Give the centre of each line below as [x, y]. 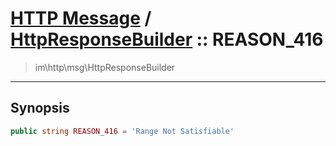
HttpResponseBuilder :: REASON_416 [167, 39]
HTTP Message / [81, 18]
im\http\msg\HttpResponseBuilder [105, 67]
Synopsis [40, 108]
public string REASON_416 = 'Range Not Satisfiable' [122, 131]
